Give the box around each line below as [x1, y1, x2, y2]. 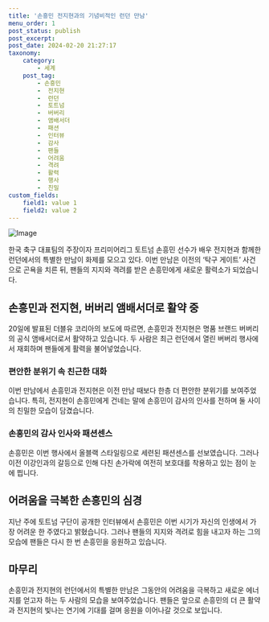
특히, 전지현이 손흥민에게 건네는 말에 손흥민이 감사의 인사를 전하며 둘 [31, 396, 247, 406]
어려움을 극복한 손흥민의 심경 [8, 494, 143, 508]
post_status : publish [8, 27, 81, 35]
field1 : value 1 [22, 199, 78, 207]
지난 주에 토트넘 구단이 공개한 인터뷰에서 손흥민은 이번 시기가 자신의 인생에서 [8, 517, 249, 526]
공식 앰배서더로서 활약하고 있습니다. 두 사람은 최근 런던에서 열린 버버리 [16, 334, 238, 344]
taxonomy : [8, 49, 42, 57]
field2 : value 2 [22, 206, 78, 214]
